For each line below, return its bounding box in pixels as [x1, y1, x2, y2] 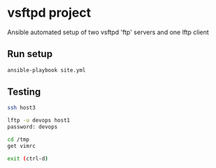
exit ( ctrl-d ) [7, 155, 49, 162]
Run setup [7, 48, 53, 60]
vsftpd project [7, 5, 92, 21]
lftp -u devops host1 [7, 117, 71, 124]
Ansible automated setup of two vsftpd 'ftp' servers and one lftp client [7, 28, 210, 36]
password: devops [7, 123, 58, 130]
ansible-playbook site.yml [7, 66, 86, 74]
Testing [7, 86, 41, 98]
